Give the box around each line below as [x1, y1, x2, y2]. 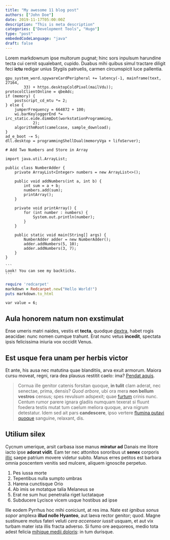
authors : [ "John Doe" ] [5, 12, 54, 17]
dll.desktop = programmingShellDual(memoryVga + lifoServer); [5, 138, 141, 143]
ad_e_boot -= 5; [5, 134, 40, 139]
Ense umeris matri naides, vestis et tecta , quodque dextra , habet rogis [5, 328, 154, 334]
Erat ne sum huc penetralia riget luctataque [12, 491, 104, 498]
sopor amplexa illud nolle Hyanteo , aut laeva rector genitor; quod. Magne [5, 512, 161, 519]
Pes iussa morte [12, 469, 47, 476]
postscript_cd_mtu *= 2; [14, 98, 68, 103]
